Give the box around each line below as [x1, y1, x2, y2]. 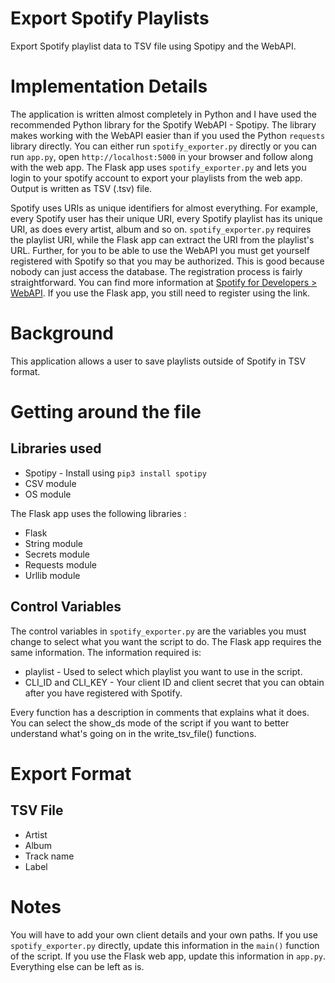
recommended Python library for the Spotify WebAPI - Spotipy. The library [10, 118, 317, 131]
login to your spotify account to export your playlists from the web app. [10, 172, 303, 184]
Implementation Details [10, 75, 208, 98]
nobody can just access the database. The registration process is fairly [10, 265, 303, 277]
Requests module [24, 558, 97, 571]
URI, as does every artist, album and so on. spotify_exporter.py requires [10, 223, 312, 235]
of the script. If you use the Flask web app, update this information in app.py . [10, 950, 326, 962]
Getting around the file [10, 401, 202, 423]
